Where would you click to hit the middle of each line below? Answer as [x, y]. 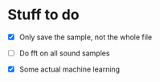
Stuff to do [43, 15]
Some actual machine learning [70, 69]
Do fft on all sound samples [64, 53]
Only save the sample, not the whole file [86, 37]
